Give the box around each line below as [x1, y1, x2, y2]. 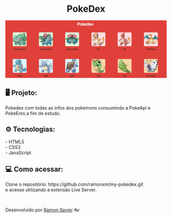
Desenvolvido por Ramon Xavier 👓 [5, 207, 80, 213]
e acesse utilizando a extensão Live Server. [5, 186, 97, 192]
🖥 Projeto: [5, 89, 37, 97]
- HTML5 [5, 139, 25, 145]
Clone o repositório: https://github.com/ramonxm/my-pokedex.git [5, 181, 143, 187]
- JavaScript [5, 149, 32, 156]
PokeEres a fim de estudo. [5, 110, 61, 116]
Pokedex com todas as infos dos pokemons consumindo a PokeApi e [5, 104, 151, 111]
